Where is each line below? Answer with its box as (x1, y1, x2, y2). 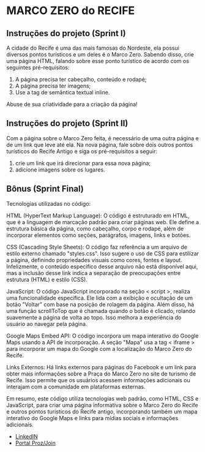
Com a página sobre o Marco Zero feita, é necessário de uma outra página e (6, 134, 199, 141)
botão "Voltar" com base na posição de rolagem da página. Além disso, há (6, 301, 195, 308)
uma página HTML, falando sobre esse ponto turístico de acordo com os (6, 58, 190, 64)
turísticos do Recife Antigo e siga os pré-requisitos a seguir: (6, 148, 158, 155)
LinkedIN (15, 432, 38, 440)
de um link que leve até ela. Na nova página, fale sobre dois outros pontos (6, 141, 193, 148)
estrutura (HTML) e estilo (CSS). (6, 276, 88, 283)
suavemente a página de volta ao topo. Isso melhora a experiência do (6, 314, 182, 321)
